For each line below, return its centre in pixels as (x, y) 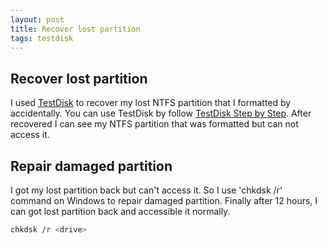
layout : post (37, 19)
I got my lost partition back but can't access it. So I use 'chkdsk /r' (146, 190)
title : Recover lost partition (75, 29)
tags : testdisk (42, 38)
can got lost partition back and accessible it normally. (120, 211)
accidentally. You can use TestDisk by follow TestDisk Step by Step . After (161, 113)
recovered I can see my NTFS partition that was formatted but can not (154, 124)
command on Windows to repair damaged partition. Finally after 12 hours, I (164, 200)
